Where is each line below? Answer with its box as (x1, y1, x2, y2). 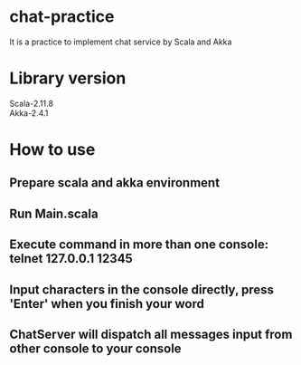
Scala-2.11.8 (9, 98, 54, 109)
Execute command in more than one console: (9, 237, 269, 253)
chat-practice (9, 6, 115, 27)
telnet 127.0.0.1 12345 (9, 251, 133, 266)
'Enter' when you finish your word (9, 296, 205, 312)
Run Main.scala (9, 206, 99, 221)
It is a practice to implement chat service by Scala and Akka (9, 36, 232, 47)
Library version (9, 68, 127, 89)
